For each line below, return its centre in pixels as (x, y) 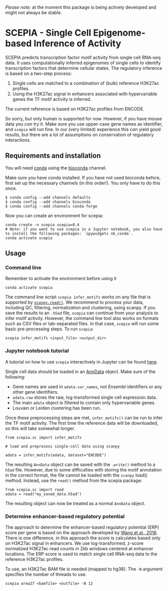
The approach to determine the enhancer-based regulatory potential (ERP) (82, 527)
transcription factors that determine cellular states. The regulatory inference (84, 68)
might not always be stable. (34, 13)
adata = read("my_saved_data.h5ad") (43, 494)
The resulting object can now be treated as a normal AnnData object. (75, 503)
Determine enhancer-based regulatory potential (65, 516)
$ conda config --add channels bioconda (48, 202)
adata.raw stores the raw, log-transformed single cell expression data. (85, 397)
